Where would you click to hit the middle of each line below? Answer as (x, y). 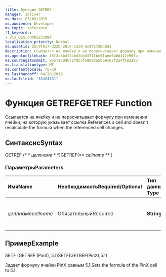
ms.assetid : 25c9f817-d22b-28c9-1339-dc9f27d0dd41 (58, 46)
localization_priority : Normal (37, 42)
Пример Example (32, 244)
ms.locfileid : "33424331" (32, 79)
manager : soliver (23, 14)
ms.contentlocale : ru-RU (31, 70)
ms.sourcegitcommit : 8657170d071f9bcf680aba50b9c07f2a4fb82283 (72, 60)
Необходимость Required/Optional (100, 186)
